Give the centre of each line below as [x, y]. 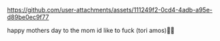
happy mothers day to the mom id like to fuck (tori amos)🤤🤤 [91, 30]
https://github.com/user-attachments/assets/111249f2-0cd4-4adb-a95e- [110, 10]
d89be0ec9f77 [28, 17]
